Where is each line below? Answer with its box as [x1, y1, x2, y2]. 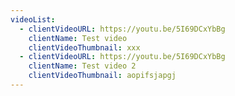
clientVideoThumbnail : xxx [28, 42, 141, 53]
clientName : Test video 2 [28, 61, 137, 71]
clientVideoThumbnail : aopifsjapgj [28, 71, 177, 81]
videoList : [10, 14, 56, 25]
